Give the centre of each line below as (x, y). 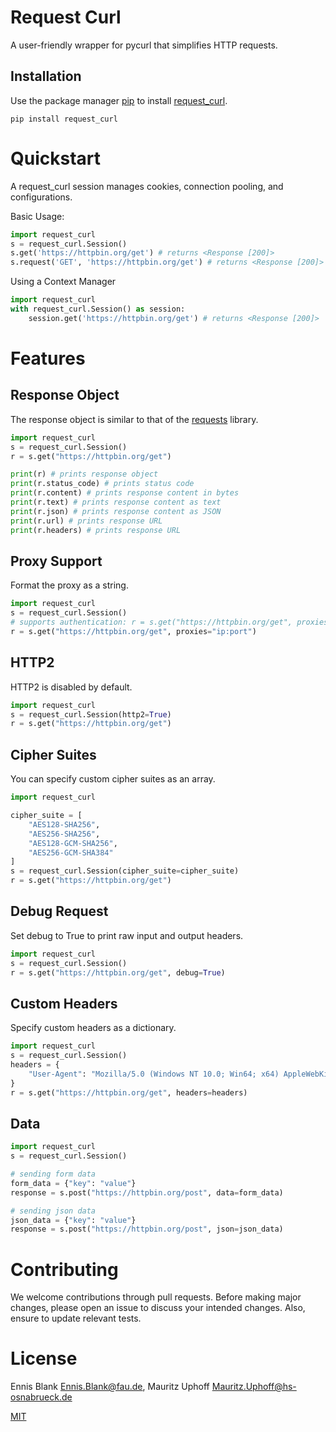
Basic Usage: (37, 216)
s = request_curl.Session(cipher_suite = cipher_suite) (125, 871)
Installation (46, 76)
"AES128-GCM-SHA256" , (73, 843)
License (44, 1358)
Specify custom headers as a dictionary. (93, 1028)
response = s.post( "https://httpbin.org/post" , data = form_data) (147, 1192)
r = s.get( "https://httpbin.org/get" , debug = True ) (118, 972)
